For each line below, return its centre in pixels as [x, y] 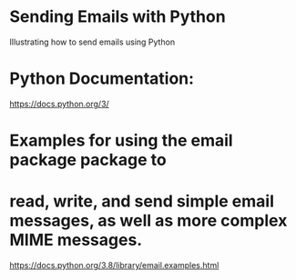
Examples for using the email [122, 140]
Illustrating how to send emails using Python [92, 42]
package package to [88, 160]
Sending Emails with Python [117, 17]
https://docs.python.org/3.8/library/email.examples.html [114, 265]
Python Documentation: [102, 79]
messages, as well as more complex [148, 221]
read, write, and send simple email [142, 201]
